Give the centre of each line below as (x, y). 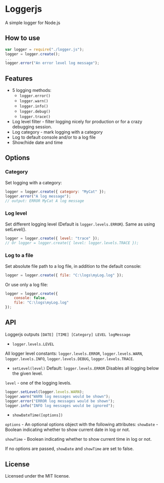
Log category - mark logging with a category (57, 132)
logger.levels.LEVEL (33, 344)
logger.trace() (35, 117)
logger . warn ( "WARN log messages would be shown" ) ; (58, 397)
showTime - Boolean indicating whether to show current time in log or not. (78, 439)
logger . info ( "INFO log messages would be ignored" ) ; (60, 406)
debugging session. (32, 127)
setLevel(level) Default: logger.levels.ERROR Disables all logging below (85, 368)
